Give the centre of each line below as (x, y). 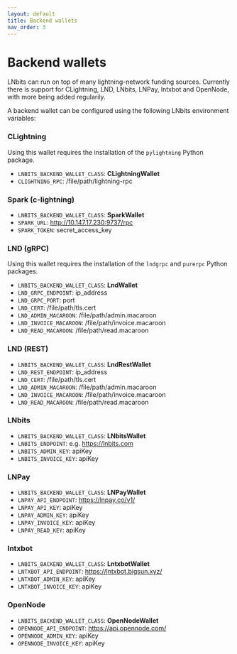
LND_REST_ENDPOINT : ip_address (62, 372)
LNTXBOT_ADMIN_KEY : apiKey (56, 579)
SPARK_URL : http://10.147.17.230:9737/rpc (75, 222)
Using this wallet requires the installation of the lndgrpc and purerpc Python (117, 264)
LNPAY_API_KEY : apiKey (50, 508)
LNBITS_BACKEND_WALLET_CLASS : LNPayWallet (82, 492)
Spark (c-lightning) (41, 200)
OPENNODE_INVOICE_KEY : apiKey (61, 643)
